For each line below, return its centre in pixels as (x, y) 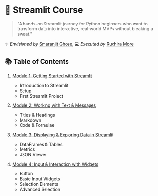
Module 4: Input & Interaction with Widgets (55, 164)
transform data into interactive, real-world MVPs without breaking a (85, 28)
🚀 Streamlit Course (44, 10)
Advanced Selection (40, 189)
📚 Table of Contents (37, 61)
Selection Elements (39, 184)
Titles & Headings (37, 115)
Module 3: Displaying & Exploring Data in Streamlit (63, 135)
